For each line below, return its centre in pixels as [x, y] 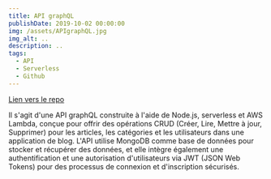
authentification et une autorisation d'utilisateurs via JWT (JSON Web [125, 158]
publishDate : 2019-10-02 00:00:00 [67, 23]
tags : [17, 53]
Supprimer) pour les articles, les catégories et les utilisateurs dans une [127, 132]
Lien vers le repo [37, 99]
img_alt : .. [28, 38]
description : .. [36, 46]
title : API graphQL [41, 16]
